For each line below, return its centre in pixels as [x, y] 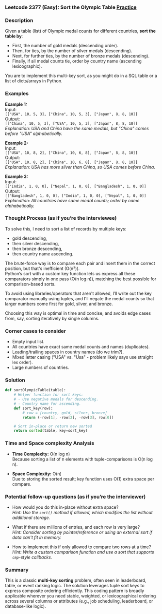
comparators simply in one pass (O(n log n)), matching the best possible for [81, 279]
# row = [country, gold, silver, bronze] [65, 413]
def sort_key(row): [33, 408]
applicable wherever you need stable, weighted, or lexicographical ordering [81, 596]
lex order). [22, 363]
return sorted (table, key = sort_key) [51, 431]
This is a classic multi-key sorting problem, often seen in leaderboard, [76, 580]
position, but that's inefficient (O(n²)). [42, 268]
